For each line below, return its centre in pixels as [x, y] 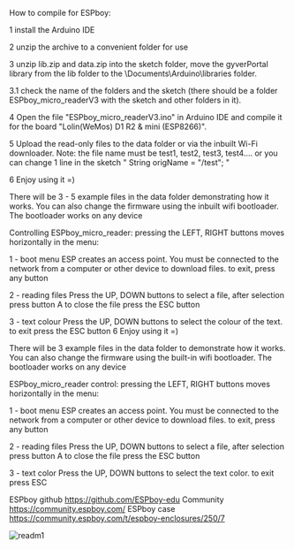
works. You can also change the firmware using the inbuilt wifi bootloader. [144, 206]
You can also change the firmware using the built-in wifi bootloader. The [140, 358]
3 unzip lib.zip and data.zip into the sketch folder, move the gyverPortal [139, 64]
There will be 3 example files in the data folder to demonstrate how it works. [147, 348]
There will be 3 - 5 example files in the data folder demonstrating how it [139, 197]
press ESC [28, 482]
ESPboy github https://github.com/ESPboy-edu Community [117, 499]
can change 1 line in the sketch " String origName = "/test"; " [119, 162]
